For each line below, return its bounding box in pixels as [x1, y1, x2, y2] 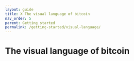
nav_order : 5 [5, 16, 32, 21]
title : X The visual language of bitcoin [5, 12, 90, 16]
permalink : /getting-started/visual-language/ [5, 25, 101, 30]
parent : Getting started [5, 20, 55, 25]
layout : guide [5, 7, 34, 12]
